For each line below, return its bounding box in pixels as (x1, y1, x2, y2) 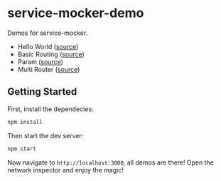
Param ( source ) (17, 57, 64, 66)
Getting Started (7, 86, 77, 98)
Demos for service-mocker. (7, 29, 88, 37)
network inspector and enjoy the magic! (7, 165, 124, 174)
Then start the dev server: (7, 131, 84, 140)
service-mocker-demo (7, 5, 144, 21)
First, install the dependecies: (7, 105, 94, 113)
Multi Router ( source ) (17, 65, 80, 73)
